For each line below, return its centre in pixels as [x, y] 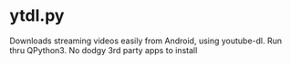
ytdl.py [37, 16]
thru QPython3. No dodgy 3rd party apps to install [104, 50]
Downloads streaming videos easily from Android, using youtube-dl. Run [146, 41]
